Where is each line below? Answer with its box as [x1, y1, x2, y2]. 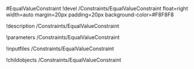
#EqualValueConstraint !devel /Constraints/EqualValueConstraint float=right [6, 5, 188, 12]
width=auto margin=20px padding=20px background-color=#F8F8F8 [6, 11, 174, 18]
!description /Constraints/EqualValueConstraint [6, 23, 120, 29]
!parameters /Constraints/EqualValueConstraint [6, 34, 120, 40]
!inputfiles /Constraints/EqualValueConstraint [6, 45, 115, 52]
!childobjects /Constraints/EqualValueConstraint [6, 57, 122, 63]
